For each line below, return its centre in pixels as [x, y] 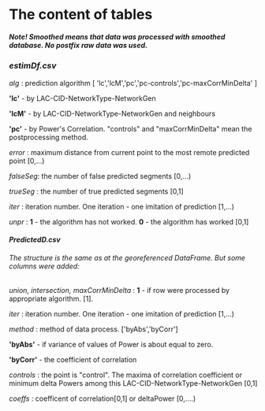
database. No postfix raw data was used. [78, 45]
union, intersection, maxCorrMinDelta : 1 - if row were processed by [119, 291]
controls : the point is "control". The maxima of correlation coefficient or [126, 375]
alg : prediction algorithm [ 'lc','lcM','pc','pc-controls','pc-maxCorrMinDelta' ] [133, 83]
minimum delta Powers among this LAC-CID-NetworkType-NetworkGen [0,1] [133, 383]
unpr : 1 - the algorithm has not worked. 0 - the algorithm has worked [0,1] [129, 221]
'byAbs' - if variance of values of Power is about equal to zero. [111, 345]
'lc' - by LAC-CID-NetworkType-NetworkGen [82, 98]
